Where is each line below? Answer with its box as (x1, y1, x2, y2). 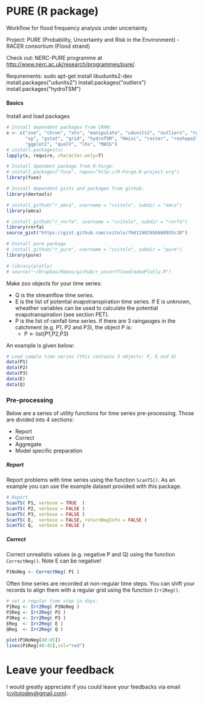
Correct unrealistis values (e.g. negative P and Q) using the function (6, 551, 175, 558)
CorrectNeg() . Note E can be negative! (6, 557, 101, 564)
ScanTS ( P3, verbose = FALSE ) (6, 511, 85, 517)
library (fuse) (6, 174, 42, 181)
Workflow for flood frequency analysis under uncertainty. (6, 24, 149, 31)
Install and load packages (6, 113, 70, 120)
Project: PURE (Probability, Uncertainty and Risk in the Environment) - (6, 36, 180, 43)
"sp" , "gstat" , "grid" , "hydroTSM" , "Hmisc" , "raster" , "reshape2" (25, 135, 199, 142)
